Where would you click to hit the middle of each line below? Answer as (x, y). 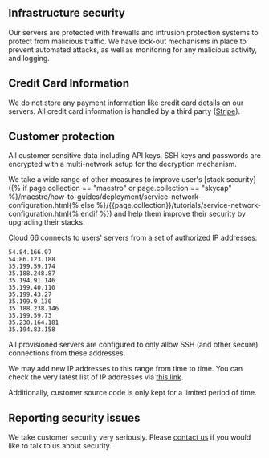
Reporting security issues (74, 417)
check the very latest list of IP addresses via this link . (96, 377)
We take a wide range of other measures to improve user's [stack (116, 180)
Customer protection (61, 137)
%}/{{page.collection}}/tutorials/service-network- (178, 205)
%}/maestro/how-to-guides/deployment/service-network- (105, 197)
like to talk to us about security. (60, 446)
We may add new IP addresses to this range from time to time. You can (126, 369)
